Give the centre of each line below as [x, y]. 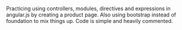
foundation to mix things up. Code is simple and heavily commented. [90, 21]
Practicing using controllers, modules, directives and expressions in [88, 9]
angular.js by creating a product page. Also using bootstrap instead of [91, 15]
